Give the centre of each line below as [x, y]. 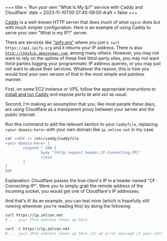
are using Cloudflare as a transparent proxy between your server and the [80, 109]
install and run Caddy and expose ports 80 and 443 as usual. [66, 94]
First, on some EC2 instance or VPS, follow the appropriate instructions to [81, 89]
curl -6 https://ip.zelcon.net [38, 229]
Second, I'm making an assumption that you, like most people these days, [81, 104]
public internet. [21, 115]
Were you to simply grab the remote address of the [91, 186]
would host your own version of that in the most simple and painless [75, 74]
